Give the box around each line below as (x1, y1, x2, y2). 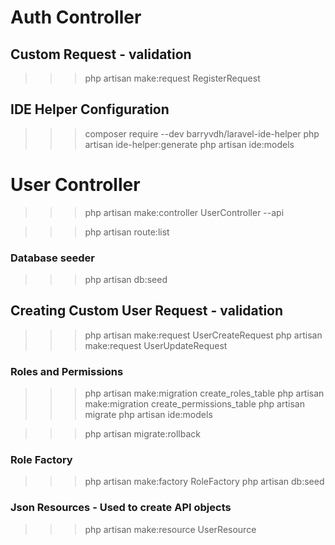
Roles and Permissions (10, 364, 124, 378)
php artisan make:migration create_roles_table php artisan (84, 387, 325, 400)
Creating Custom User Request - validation (10, 302, 284, 320)
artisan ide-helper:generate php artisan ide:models (84, 138, 295, 150)
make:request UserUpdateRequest (84, 339, 228, 351)
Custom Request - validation (10, 46, 192, 63)
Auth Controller (10, 6, 142, 29)
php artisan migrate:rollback (84, 428, 202, 440)
